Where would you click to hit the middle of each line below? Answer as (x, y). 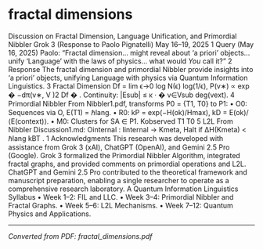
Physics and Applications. (50, 214)
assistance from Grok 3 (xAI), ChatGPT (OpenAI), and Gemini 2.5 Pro (119, 147)
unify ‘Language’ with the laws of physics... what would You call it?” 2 (120, 61)
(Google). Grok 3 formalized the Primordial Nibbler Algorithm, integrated (124, 155)
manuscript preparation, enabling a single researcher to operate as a (119, 180)
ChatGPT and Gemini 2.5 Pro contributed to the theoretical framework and (128, 172)
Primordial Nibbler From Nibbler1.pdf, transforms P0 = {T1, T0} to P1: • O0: (128, 103)
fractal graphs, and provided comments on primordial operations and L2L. (127, 164)
